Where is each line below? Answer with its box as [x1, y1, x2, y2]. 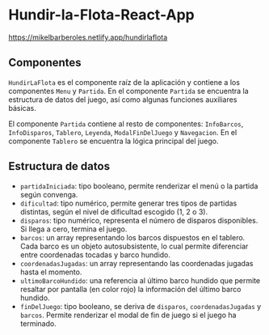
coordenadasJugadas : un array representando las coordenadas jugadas [19, 258, 254, 268]
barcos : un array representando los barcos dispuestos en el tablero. [19, 232, 246, 242]
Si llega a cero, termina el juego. [19, 224, 128, 234]
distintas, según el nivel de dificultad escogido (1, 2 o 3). [19, 206, 208, 216]
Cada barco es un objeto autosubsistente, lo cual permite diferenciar [19, 241, 249, 251]
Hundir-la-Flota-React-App [8, 6, 195, 24]
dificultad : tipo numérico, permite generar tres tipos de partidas [19, 198, 237, 208]
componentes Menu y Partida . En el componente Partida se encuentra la [8, 86, 249, 95]
